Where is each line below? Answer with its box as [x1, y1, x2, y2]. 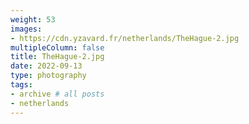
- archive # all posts [10, 89, 105, 99]
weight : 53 [10, 14, 56, 25]
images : [10, 24, 43, 34]
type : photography [10, 71, 87, 81]
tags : [10, 80, 33, 90]
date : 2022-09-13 [10, 61, 83, 71]
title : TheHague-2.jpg [10, 52, 105, 62]
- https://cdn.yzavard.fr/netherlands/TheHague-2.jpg [10, 33, 240, 43]
